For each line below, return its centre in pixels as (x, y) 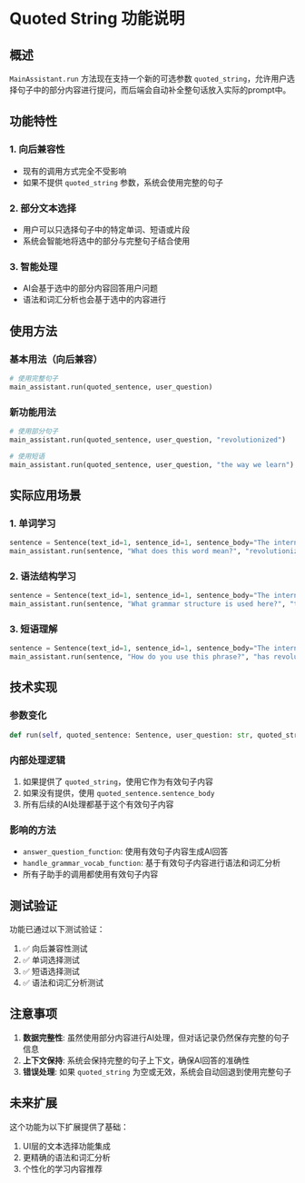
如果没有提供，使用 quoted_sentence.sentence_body (118, 792)
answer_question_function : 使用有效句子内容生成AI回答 (125, 851)
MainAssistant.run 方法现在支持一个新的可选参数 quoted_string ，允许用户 (148, 79)
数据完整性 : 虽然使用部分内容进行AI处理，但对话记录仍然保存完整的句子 (156, 1038)
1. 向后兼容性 (37, 149)
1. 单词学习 (33, 523)
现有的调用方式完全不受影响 (74, 171)
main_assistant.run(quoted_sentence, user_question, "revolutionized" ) (148, 440)
